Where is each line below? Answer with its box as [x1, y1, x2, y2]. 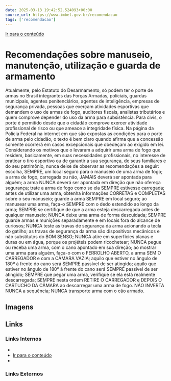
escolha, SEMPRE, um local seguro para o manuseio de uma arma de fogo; [5, 169, 163, 175]
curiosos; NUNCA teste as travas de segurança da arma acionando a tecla [5, 223, 162, 229]
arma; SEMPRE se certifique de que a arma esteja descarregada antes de [5, 207, 160, 213]
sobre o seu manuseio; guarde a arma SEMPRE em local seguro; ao [5, 196, 147, 202]
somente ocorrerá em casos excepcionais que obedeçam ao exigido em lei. [5, 141, 164, 148]
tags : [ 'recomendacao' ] [5, 17, 56, 22]
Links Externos [5, 370, 43, 377]
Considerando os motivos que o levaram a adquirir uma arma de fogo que [5, 147, 161, 153]
